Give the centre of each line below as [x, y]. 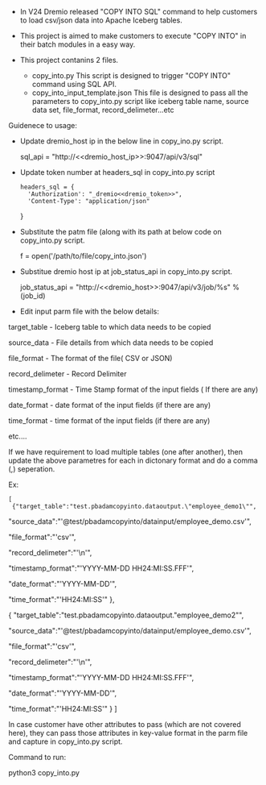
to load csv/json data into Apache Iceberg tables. [101, 20]
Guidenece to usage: [43, 125]
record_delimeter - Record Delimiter [68, 374]
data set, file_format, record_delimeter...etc [103, 110]
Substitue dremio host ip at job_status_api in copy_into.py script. [126, 272]
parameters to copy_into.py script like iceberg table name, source [140, 101]
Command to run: [37, 757]
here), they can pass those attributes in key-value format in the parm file [128, 733]
